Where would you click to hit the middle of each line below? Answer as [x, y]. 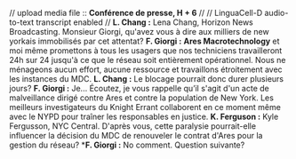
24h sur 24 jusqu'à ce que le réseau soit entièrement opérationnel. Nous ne [148, 60]
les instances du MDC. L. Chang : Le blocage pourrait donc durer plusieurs [147, 79]
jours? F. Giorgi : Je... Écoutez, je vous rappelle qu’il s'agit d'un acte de [139, 88]
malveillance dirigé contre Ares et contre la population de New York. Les [141, 98]
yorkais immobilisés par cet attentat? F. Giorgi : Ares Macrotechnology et [144, 41]
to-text [22, 22]
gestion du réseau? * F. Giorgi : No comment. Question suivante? [127, 145]
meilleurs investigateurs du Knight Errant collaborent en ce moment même [145, 107]
